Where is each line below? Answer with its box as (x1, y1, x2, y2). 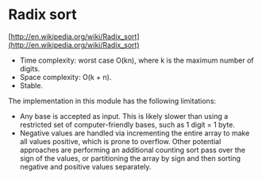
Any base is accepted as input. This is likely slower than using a (19, 111, 229, 120)
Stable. (19, 81, 44, 90)
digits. (19, 63, 40, 73)
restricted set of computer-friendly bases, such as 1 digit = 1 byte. (19, 120, 236, 129)
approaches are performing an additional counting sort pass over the (19, 145, 246, 154)
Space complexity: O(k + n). (19, 72, 112, 82)
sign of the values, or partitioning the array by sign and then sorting (19, 153, 241, 163)
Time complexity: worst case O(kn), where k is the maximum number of (19, 55, 254, 65)
